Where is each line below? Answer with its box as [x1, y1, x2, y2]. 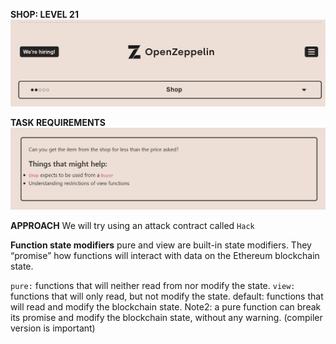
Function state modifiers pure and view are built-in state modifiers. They [10, 239, 312, 251]
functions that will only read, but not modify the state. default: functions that [10, 290, 324, 302]
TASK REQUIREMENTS [10, 117, 106, 129]
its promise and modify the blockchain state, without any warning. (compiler [10, 311, 323, 323]
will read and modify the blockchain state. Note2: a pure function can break [10, 300, 322, 313]
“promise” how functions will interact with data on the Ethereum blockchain [10, 249, 320, 261]
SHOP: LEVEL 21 [10, 9, 79, 20]
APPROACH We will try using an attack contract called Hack [10, 219, 255, 231]
